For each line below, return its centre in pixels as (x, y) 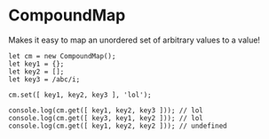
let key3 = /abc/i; (44, 79)
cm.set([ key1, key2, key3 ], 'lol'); (80, 95)
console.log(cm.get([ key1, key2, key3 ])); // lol (106, 110)
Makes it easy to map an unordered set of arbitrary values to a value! (134, 40)
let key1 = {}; (36, 64)
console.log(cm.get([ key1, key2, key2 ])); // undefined (118, 126)
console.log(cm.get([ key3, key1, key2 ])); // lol (106, 118)
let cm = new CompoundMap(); (62, 56)
